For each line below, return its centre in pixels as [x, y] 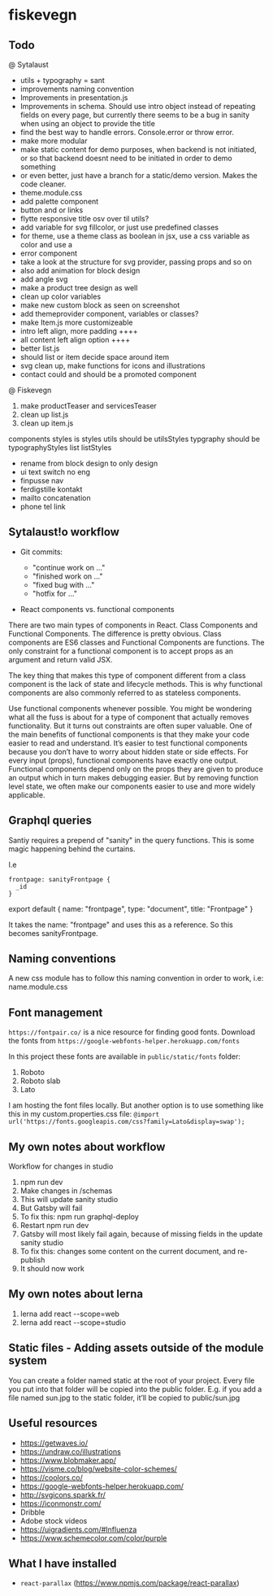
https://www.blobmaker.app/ [68, 1460]
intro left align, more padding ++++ [79, 331]
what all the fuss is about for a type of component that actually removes [129, 717]
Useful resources [53, 1423]
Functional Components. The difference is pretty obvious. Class [115, 633]
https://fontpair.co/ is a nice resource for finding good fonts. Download [132, 1032]
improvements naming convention [77, 89]
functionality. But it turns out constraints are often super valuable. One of [130, 725]
